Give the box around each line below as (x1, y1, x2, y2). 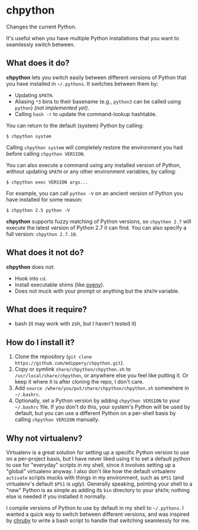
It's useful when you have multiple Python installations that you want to (6, 34, 179, 41)
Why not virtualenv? (6, 433, 83, 443)
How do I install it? (6, 337, 75, 347)
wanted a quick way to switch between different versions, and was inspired (6, 510, 190, 518)
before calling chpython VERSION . (6, 150, 85, 157)
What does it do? (6, 58, 70, 68)
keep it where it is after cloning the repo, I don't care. (14, 378, 144, 386)
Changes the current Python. (6, 23, 77, 30)
